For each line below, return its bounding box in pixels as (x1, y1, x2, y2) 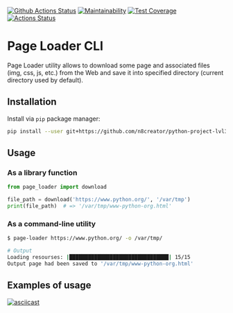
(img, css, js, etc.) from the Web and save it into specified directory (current (7, 68, 224, 76)
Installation (7, 96, 57, 108)
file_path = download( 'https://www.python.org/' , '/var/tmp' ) (7, 196, 191, 203)
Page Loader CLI (7, 38, 104, 54)
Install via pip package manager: (7, 115, 101, 123)
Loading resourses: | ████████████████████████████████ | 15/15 (7, 253, 191, 260)
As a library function (7, 167, 78, 177)
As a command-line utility (7, 219, 96, 228)
